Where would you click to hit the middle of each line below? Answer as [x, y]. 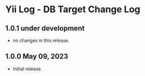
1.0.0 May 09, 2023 [37, 56]
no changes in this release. [41, 40]
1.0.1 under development [45, 28]
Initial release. [27, 69]
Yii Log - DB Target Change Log [73, 9]
